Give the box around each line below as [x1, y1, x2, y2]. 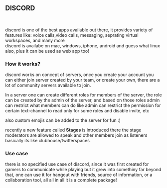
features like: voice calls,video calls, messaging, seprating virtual [5, 32, 139, 38]
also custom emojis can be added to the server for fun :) [5, 117, 121, 123]
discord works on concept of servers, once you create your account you [5, 72, 154, 78]
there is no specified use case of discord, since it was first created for [5, 161, 149, 167]
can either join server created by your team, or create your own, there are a [5, 77, 160, 83]
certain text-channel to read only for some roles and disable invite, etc [5, 108, 150, 114]
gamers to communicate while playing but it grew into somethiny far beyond [5, 167, 162, 173]
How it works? [5, 60, 41, 67]
